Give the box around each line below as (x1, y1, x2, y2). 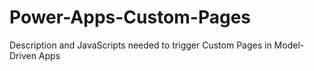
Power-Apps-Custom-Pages (9, 6, 252, 29)
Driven (9, 49, 37, 61)
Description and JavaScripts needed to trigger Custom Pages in (9, 39, 272, 51)
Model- (273, 39, 305, 51)
